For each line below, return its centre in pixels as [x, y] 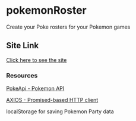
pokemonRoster [47, 10]
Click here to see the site [37, 60]
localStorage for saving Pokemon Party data [60, 111]
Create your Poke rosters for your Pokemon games [68, 27]
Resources [22, 75]
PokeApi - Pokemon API [35, 89]
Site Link [23, 46]
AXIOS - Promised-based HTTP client [52, 100]
